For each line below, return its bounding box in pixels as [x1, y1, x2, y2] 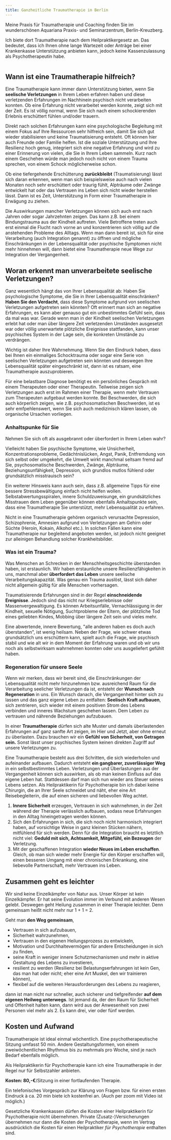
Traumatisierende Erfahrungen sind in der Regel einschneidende [5, 592, 142, 598]
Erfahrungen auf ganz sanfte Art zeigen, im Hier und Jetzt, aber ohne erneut [5, 728, 166, 734]
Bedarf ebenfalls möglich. [5, 1052, 60, 1058]
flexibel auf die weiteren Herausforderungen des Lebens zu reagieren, [12, 981, 161, 987]
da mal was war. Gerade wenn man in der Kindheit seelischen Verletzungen [5, 315, 164, 321]
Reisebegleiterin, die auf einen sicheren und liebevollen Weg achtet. [5, 793, 148, 799]
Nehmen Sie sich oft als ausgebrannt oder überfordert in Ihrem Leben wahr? [5, 435, 166, 441]
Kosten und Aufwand [5, 1022, 75, 1031]
